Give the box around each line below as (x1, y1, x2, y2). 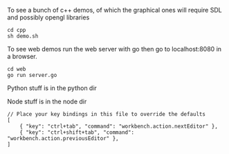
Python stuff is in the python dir (7, 84, 97, 92)
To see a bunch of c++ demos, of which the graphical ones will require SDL (7, 6, 223, 14)
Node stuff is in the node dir (7, 97, 87, 105)
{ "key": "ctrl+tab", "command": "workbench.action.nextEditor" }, (19, 123, 218, 130)
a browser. (7, 52, 37, 60)
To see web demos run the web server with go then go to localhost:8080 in (7, 45, 222, 53)
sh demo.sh (7, 33, 39, 40)
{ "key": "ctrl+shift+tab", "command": (19, 129, 135, 136)
